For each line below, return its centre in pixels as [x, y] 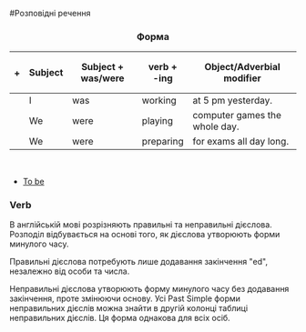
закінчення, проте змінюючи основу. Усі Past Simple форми [125, 298]
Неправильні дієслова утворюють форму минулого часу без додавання [149, 289]
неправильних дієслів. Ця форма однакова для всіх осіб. [120, 318]
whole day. [216, 126]
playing [158, 120]
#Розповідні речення [50, 13]
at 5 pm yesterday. [233, 100]
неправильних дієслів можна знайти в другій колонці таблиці [129, 308]
